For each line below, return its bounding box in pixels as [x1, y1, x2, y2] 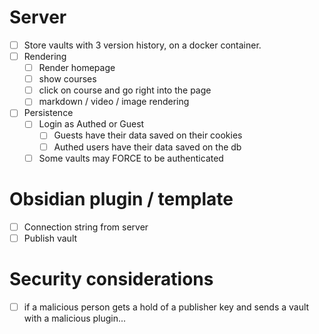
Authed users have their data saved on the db [53, 141, 242, 153]
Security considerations [9, 267, 214, 290]
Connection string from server [23, 221, 149, 233]
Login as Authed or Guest [38, 118, 145, 130]
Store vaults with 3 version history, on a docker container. [23, 39, 262, 51]
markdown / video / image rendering [38, 96, 190, 108]
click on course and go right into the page [38, 84, 212, 96]
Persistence [23, 107, 74, 119]
